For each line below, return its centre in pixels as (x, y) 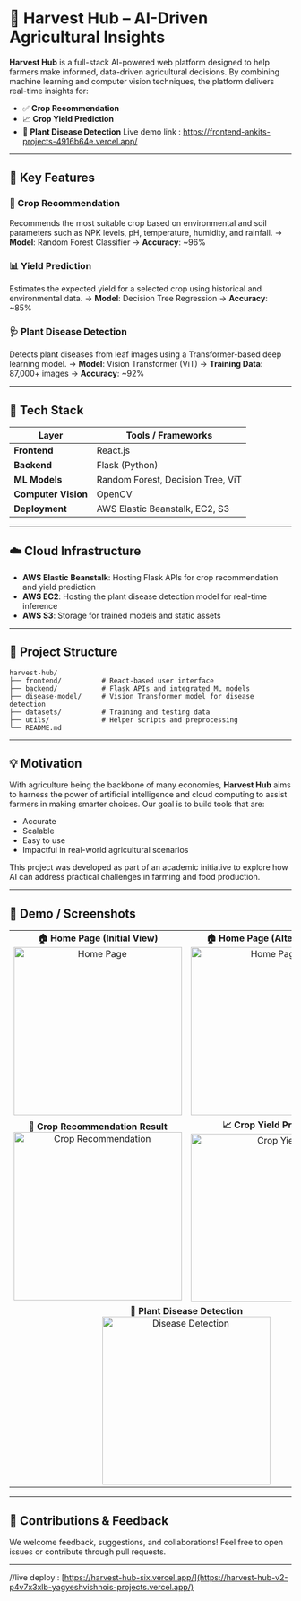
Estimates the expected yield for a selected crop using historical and (136, 288)
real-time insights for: (49, 91)
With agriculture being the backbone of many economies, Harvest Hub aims (150, 785)
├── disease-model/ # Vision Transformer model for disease (132, 696)
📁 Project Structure (64, 653)
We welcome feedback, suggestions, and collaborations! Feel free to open (146, 1543)
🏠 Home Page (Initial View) (98, 938)
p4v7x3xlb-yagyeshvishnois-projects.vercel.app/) (102, 1588)
